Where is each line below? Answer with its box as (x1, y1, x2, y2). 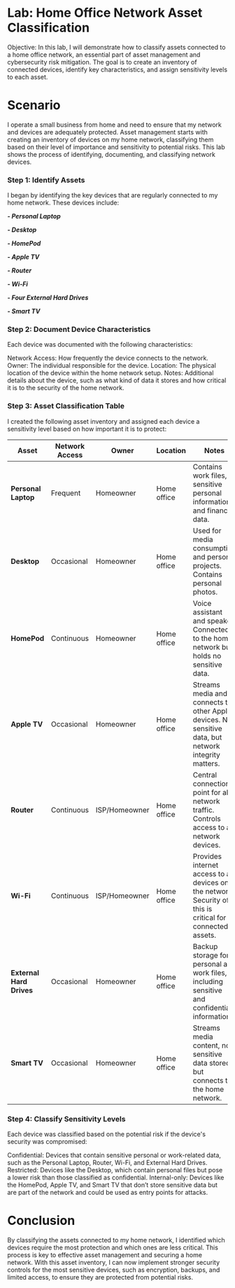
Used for (192, 525, 222, 535)
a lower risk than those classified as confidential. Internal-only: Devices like (7, 1173, 225, 1182)
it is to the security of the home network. (7, 384, 124, 392)
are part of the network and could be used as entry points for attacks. (7, 1189, 208, 1197)
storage (192, 950, 218, 960)
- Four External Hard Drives (7, 293, 89, 302)
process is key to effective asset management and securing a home (7, 1251, 203, 1259)
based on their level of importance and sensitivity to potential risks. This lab (7, 142, 225, 151)
